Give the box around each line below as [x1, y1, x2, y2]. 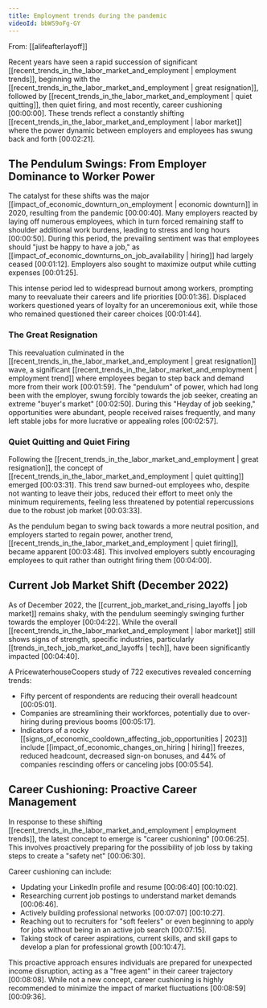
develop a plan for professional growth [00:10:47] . [19, 942, 187, 952]
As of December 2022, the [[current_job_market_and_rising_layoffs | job [8, 600, 248, 610]
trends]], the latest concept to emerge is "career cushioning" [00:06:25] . [8, 833, 249, 843]
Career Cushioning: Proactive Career [8, 783, 198, 796]
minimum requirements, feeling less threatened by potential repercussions [8, 496, 255, 507]
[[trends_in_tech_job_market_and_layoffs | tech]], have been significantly [8, 643, 251, 652]
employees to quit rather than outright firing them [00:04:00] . [8, 555, 212, 565]
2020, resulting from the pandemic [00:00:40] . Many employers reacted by [8, 208, 258, 218]
